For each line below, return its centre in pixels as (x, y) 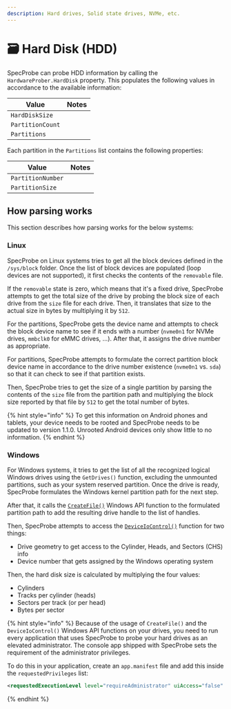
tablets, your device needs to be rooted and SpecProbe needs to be (103, 422)
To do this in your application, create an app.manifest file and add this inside (115, 666)
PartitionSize (34, 187)
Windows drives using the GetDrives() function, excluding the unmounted (112, 477)
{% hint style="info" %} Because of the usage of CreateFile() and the (107, 623)
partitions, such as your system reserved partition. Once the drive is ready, (113, 484)
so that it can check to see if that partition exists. (77, 373)
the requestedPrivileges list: (48, 673)
